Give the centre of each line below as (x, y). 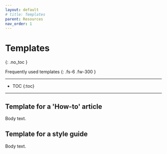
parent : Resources (24, 19)
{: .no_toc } (16, 62)
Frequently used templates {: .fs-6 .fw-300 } (50, 72)
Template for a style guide (46, 134)
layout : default (22, 10)
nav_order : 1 (19, 24)
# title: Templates (25, 14)
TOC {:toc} (23, 86)
